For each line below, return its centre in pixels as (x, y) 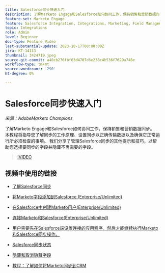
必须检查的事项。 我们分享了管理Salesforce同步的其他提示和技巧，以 (83, 141)
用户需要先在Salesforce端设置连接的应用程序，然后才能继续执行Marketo (85, 228)
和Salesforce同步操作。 (36, 234)
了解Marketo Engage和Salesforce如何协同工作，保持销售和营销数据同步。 (80, 129)
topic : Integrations (26, 28)
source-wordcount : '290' (30, 69)
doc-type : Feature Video (30, 42)
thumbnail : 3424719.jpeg (30, 55)
